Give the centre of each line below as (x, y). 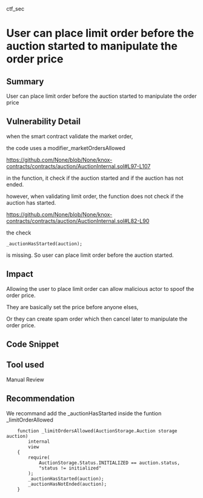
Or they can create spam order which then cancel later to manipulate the (97, 319)
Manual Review (25, 380)
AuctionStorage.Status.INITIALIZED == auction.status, (109, 463)
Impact (20, 274)
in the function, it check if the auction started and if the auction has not (95, 178)
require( (39, 457)
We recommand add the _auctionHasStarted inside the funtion (84, 413)
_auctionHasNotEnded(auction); (68, 484)
